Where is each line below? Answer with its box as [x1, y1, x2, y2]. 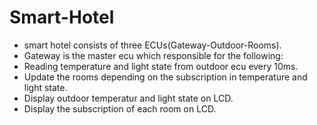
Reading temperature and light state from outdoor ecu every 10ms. [23, 60, 299, 72]
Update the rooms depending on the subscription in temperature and [23, 71, 308, 83]
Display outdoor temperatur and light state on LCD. [23, 92, 234, 104]
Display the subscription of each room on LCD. [23, 102, 217, 115]
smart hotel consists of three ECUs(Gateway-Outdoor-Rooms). [23, 39, 282, 51]
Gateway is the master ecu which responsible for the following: [23, 49, 284, 61]
